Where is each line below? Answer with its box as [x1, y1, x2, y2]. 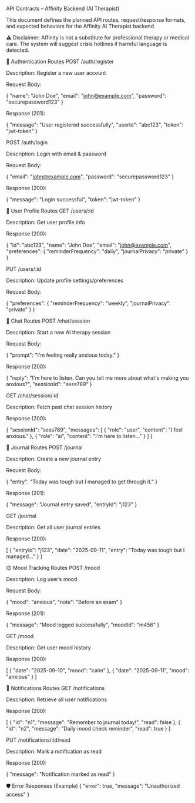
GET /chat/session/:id [6, 392, 59, 399]
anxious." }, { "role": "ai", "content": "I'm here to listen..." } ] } [6, 433, 153, 439]
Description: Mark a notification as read [6, 748, 102, 755]
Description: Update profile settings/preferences [6, 277, 123, 284]
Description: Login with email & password [6, 150, 107, 157]
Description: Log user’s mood [6, 576, 78, 582]
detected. [6, 47, 29, 54]
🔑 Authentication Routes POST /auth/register [6, 58, 115, 65]
